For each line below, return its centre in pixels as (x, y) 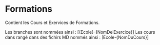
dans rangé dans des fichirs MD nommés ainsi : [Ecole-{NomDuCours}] (77, 37)
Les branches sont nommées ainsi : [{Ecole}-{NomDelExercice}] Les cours (80, 32)
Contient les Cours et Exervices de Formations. (52, 22)
